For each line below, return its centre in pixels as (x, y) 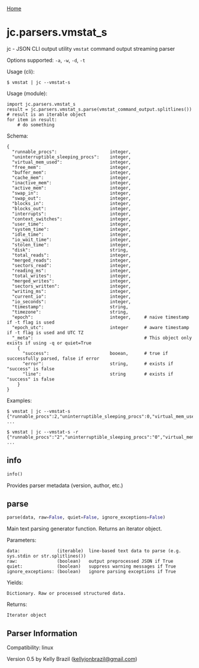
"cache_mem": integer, (72, 177)
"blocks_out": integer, (72, 208)
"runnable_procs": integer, (72, 152)
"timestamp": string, (70, 307)
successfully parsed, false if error (53, 359)
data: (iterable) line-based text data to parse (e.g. (94, 551)
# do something (36, 125)
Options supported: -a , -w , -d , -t (46, 60)
